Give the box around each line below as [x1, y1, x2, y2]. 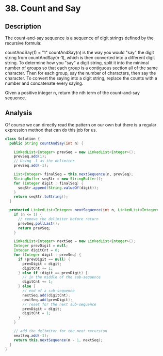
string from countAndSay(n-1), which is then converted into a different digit [5, 55, 155, 61]
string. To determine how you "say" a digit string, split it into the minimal [5, 60, 149, 65]
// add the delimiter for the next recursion [14, 329, 108, 334]
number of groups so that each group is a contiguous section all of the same [5, 65, 158, 71]
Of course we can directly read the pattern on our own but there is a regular [5, 122, 157, 127]
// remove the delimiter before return [17, 217, 98, 221]
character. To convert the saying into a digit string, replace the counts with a [5, 76, 158, 81]
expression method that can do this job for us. [5, 127, 97, 133]
